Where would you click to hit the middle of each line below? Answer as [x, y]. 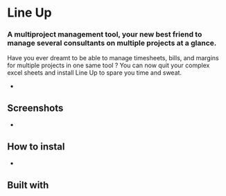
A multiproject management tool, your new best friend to [105, 35]
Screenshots [35, 108]
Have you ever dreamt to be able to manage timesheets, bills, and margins [113, 58]
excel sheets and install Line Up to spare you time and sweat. [95, 73]
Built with [28, 185]
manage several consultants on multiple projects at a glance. [112, 43]
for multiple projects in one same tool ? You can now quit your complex [108, 65]
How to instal [36, 146]
